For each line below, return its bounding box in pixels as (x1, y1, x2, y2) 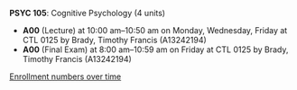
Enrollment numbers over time (9, 71, 122, 82)
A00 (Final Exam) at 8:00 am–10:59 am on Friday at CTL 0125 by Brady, (22, 44, 289, 55)
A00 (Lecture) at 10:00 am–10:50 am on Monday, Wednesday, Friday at (22, 25, 288, 35)
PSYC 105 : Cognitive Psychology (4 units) (9, 8, 165, 18)
